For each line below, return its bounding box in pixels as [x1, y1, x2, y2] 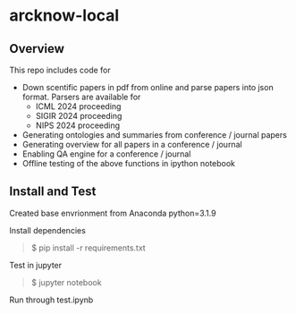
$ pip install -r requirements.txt [30, 242, 146, 253]
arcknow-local [9, 5, 120, 26]
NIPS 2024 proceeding [35, 120, 121, 131]
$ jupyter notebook [30, 276, 102, 287]
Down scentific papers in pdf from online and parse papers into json [21, 82, 275, 92]
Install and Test [9, 184, 97, 199]
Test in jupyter [9, 259, 63, 270]
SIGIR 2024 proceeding [35, 111, 123, 121]
